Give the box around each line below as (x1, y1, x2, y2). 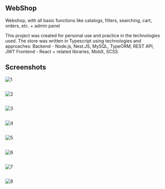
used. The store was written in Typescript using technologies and (5, 38, 141, 44)
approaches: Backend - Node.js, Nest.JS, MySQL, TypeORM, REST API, (5, 43, 154, 49)
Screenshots (5, 63, 46, 72)
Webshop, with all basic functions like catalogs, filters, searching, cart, (5, 17, 152, 23)
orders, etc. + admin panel (5, 23, 61, 29)
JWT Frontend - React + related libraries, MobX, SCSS (5, 48, 119, 54)
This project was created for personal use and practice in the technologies (5, 32, 160, 38)
